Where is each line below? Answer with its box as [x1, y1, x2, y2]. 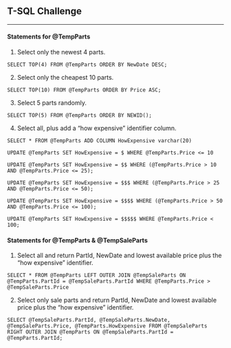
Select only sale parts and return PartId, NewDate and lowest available [16, 296, 217, 305]
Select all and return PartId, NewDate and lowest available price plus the [16, 251, 222, 260]
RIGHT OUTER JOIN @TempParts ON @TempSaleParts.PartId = [7, 329, 174, 336]
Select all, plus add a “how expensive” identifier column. [16, 124, 177, 133]
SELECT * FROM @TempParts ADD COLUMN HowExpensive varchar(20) [7, 138, 192, 144]
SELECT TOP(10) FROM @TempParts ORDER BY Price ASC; [7, 87, 162, 94]
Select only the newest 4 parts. [16, 48, 106, 56]
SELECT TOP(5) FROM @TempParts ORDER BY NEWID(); [7, 112, 153, 119]
